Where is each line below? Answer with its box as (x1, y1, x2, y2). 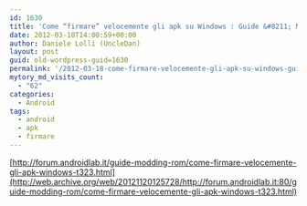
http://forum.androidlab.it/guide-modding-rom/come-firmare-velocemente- (12, 157, 297, 168)
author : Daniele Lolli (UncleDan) (9, 38, 142, 48)
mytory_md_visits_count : (9, 73, 104, 82)
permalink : (9, 65, 51, 74)
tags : (9, 107, 30, 116)
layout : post (9, 47, 59, 57)
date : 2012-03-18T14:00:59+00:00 (9, 30, 137, 39)
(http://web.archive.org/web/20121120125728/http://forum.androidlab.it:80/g (9, 176, 297, 187)
